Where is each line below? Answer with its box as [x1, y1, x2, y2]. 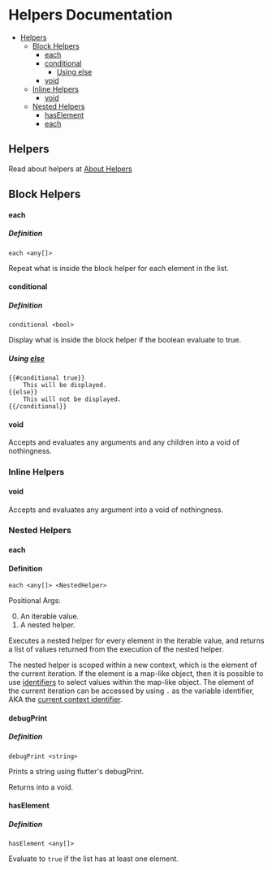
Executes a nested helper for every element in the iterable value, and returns [8, 635, 265, 646]
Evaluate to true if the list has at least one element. [8, 854, 179, 864]
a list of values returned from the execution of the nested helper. [8, 644, 224, 654]
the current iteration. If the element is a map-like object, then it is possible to [8, 669, 264, 678]
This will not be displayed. [23, 395, 122, 403]
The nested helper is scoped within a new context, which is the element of [8, 660, 257, 670]
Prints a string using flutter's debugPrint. [8, 766, 145, 776]
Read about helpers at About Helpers [8, 164, 132, 174]
